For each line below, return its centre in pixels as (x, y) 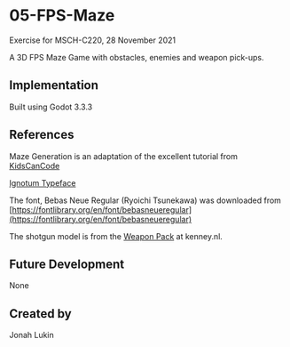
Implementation (54, 85)
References (42, 135)
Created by (41, 314)
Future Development (67, 264)
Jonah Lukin (32, 335)
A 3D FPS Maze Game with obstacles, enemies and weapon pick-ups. (137, 57)
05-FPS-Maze (62, 16)
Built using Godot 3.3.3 (51, 107)
